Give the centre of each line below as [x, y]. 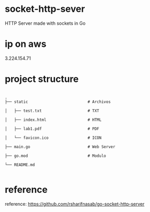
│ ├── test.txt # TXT [52, 111]
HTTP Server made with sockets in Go [45, 23]
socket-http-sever [45, 9]
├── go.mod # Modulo [55, 156]
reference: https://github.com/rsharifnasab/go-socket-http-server [75, 204]
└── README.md [20, 165]
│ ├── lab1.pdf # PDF [52, 129]
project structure [42, 79]
